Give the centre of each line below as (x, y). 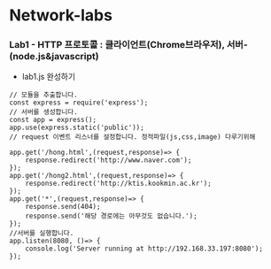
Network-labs (61, 15)
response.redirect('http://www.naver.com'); (108, 160)
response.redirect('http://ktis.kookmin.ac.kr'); (119, 184)
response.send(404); (63, 207)
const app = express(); (53, 120)
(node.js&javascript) (54, 57)
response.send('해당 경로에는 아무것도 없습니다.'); (111, 216)
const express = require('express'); (79, 103)
